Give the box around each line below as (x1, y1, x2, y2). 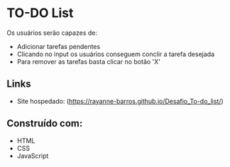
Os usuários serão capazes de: (6, 28, 97, 37)
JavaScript (16, 151, 49, 160)
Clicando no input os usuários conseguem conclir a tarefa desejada (16, 50, 214, 58)
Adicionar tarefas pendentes (16, 42, 101, 50)
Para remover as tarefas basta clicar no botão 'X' (16, 57, 161, 65)
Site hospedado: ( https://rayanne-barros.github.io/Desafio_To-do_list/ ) (16, 97, 224, 105)
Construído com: (6, 117, 83, 129)
